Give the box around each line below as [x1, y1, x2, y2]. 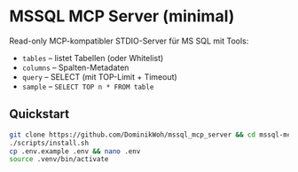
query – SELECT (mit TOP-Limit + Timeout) [21, 71, 177, 82]
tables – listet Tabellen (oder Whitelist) [21, 52, 164, 63]
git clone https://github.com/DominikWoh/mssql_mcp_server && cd [9, 130, 255, 139]
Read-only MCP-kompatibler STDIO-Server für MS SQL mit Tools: [9, 35, 249, 46]
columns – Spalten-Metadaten [21, 62, 129, 73]
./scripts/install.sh [9, 138, 90, 147]
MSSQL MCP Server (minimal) [9, 6, 235, 27]
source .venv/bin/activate [9, 155, 109, 164]
